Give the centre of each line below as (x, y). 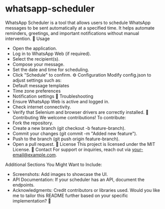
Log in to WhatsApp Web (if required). (52, 54)
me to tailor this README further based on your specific (70, 195)
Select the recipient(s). (36, 59)
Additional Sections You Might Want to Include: (54, 164)
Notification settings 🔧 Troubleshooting (53, 96)
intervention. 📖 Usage (28, 39)
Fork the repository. (33, 123)
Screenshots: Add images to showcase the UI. (60, 174)
